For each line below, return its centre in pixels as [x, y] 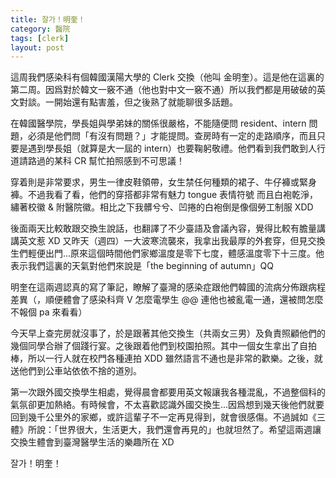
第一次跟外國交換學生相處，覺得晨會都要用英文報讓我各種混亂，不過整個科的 [168, 392]
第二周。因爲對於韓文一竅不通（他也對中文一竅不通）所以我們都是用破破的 [163, 90]
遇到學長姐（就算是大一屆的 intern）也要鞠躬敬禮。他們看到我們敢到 [167, 148]
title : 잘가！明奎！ [48, 19]
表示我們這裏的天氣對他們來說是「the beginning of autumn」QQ [142, 266]
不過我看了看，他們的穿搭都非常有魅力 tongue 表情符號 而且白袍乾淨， [172, 195]
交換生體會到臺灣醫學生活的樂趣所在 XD [92, 442]
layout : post [37, 47]
